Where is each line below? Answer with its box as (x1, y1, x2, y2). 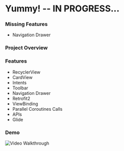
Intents (12, 79, 27, 85)
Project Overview (5, 44, 48, 51)
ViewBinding (12, 100, 38, 107)
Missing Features (5, 21, 48, 28)
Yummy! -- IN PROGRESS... (5, 3, 120, 14)
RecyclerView (12, 69, 41, 75)
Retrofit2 (12, 95, 31, 101)
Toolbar (12, 85, 28, 91)
